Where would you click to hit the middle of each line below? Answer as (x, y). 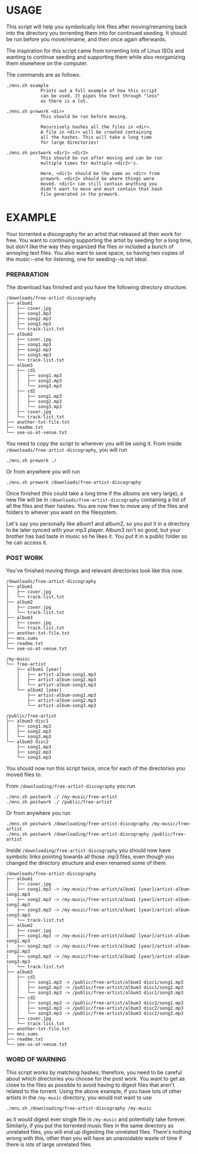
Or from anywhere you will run (43, 472)
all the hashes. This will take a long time (96, 137)
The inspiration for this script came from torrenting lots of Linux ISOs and (95, 50)
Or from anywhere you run (38, 813)
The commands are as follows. (43, 74)
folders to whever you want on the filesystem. (62, 513)
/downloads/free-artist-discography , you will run (66, 450)
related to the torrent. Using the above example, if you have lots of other (94, 1091)
